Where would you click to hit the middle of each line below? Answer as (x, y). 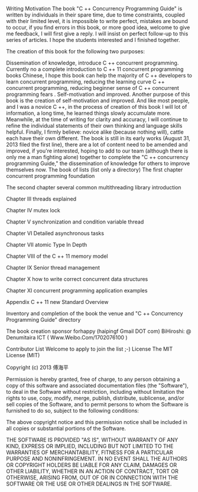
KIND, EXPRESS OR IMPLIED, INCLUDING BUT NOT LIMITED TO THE (90, 446)
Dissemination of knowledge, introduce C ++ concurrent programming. (92, 63)
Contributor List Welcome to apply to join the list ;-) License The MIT (90, 349)
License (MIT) (23, 355)
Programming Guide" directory (43, 320)
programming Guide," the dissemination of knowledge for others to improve (98, 163)
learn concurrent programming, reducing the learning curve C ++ (85, 82)
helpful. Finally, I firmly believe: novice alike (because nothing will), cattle (95, 132)
